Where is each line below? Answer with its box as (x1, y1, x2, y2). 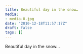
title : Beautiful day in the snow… (5, 7, 79, 12)
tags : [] (5, 30, 23, 35)
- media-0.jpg (5, 16, 35, 21)
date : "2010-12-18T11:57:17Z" (5, 21, 68, 26)
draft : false (5, 26, 32, 30)
